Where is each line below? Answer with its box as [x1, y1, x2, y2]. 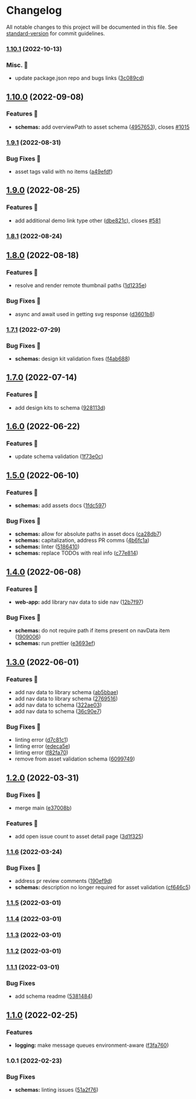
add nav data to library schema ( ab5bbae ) [14, 688, 118, 695]
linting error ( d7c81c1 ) [14, 736, 69, 743]
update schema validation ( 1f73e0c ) [14, 453, 103, 460]
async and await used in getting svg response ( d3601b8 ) [14, 310, 155, 317]
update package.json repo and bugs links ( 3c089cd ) [14, 74, 145, 81]
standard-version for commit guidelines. [6, 29, 105, 37]
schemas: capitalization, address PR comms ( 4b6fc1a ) [14, 537, 150, 544]
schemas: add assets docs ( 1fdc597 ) [14, 501, 107, 509]
